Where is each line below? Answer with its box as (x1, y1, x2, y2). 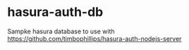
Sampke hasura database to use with (7, 27, 115, 35)
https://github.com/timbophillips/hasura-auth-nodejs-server (7, 34, 182, 42)
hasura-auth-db (7, 4, 104, 20)
